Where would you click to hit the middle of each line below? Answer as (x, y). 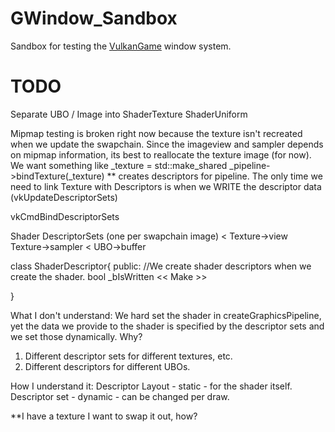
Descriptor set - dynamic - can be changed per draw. (120, 396)
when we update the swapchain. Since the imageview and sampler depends (167, 144)
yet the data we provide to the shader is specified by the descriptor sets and (167, 326)
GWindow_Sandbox (94, 18)
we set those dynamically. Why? (76, 336)
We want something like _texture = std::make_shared (119, 165)
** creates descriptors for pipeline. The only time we (214, 176)
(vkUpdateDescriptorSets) (64, 197)
